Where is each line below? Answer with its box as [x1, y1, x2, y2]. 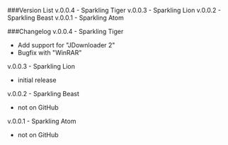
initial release [17, 76, 57, 84]
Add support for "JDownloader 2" [17, 41, 115, 49]
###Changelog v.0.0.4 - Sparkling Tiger [7, 28, 124, 35]
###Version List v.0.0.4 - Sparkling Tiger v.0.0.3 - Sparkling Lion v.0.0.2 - [7, 6, 222, 14]
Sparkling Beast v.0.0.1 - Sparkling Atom [7, 13, 124, 22]
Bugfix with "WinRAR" [17, 49, 82, 57]
